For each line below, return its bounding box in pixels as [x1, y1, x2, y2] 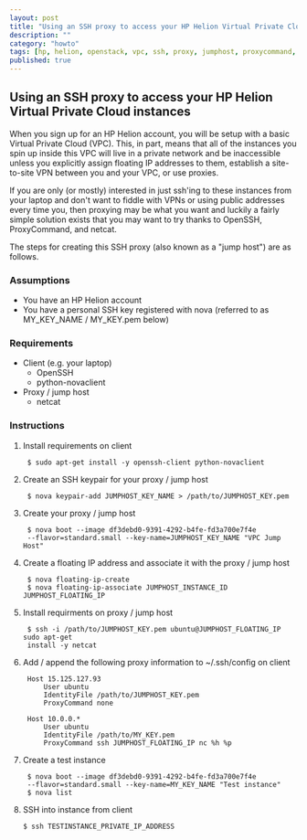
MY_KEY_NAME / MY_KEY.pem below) [22, 314, 169, 325]
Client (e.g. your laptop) [22, 357, 112, 368]
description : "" [9, 30, 71, 39]
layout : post [9, 13, 59, 23]
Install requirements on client [22, 440, 132, 451]
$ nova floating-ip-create [26, 575, 130, 584]
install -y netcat [26, 641, 98, 650]
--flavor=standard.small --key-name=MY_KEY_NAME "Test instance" [26, 780, 281, 789]
